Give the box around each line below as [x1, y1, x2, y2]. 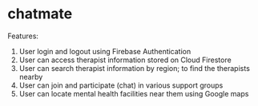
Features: [7, 31, 39, 41]
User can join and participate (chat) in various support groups [18, 80, 224, 90]
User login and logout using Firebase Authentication [18, 46, 191, 56]
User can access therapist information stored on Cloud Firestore [18, 55, 232, 65]
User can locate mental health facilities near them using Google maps [18, 88, 249, 98]
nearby [18, 72, 43, 81]
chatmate [7, 5, 73, 23]
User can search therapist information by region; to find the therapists [18, 63, 250, 73]
